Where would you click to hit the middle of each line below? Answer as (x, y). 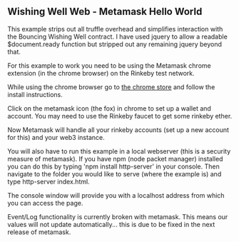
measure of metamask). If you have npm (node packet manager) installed (115, 158)
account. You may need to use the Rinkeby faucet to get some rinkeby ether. (120, 116)
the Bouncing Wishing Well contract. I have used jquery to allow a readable (118, 36)
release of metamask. (39, 232)
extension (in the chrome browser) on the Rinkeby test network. (101, 73)
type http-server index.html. (49, 181)
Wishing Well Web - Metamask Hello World (105, 12)
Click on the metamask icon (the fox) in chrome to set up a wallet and (110, 108)
